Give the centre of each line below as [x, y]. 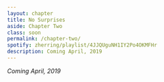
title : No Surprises [37, 20]
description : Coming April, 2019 [55, 52]
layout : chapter [30, 13]
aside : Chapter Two [35, 26]
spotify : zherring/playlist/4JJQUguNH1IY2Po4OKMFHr [82, 45]
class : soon [24, 32]
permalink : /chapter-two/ [44, 39]
